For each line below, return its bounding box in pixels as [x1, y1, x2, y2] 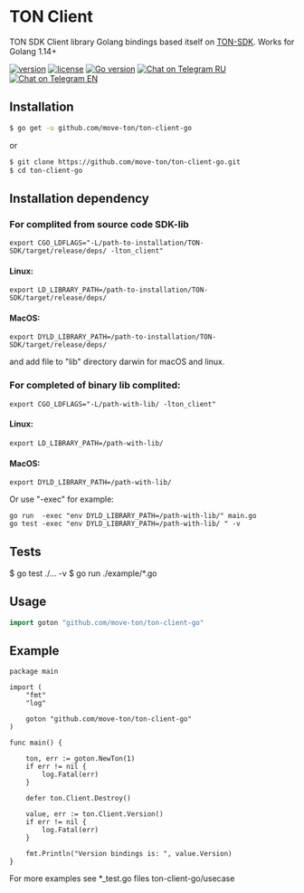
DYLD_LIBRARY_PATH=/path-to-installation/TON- [37, 332, 217, 341]
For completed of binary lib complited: [9, 379, 181, 391]
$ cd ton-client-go [9, 166, 83, 175]
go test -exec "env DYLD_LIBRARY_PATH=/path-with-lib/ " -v [9, 519, 242, 529]
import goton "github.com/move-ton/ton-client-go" [9, 618, 204, 627]
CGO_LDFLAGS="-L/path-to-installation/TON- [37, 238, 204, 248]
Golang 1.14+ [9, 45, 57, 56]
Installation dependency [9, 190, 149, 206]
